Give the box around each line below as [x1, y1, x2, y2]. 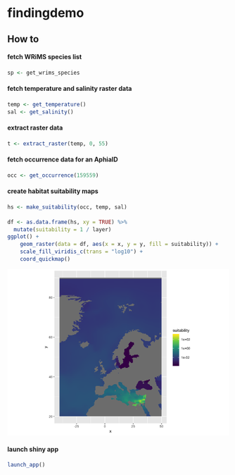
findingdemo [7, 5, 84, 21]
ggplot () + [7, 233, 39, 240]
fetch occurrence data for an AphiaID [7, 155, 118, 164]
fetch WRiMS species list [7, 53, 82, 61]
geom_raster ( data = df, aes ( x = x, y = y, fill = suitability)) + [20, 241, 219, 248]
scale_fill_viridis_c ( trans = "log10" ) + [20, 248, 143, 255]
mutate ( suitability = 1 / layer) [13, 226, 112, 233]
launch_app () [7, 462, 46, 469]
